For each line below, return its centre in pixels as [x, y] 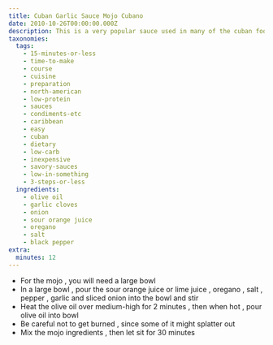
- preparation [47, 84]
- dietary [40, 144]
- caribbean [43, 122]
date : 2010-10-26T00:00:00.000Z [63, 24]
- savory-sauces [51, 167]
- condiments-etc [52, 114]
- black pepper [49, 243]
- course [38, 69]
